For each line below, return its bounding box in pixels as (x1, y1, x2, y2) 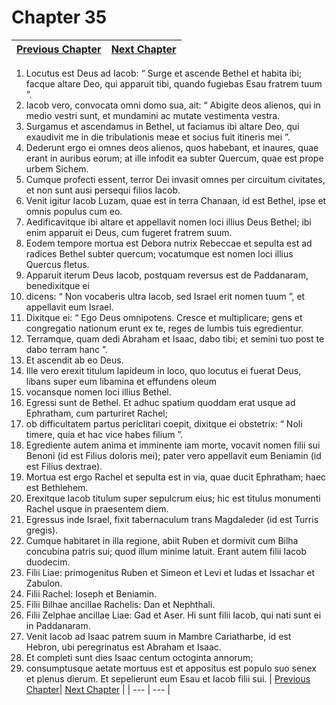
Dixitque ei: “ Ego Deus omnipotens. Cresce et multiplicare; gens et (25, 311, 303, 323)
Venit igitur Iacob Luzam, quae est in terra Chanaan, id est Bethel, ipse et (25, 194, 327, 206)
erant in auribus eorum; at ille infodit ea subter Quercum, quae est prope (25, 152, 324, 164)
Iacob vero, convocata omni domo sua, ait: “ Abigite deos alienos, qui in (25, 99, 321, 111)
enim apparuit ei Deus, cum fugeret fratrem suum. (25, 226, 233, 238)
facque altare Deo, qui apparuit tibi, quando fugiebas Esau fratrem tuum (25, 77, 323, 90)
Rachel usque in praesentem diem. (25, 502, 169, 515)
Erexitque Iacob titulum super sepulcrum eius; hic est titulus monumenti (25, 492, 321, 504)
